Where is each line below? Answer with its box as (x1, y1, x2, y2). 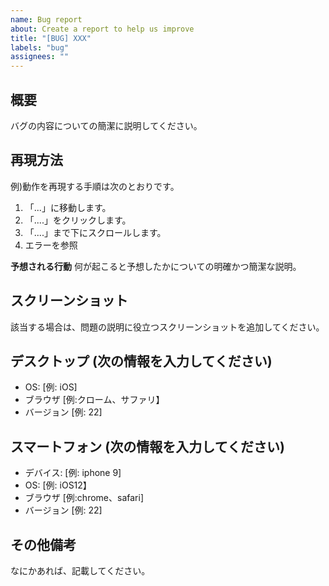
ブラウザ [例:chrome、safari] (24, 492, 144, 504)
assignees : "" (10, 52, 70, 62)
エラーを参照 (24, 239, 78, 251)
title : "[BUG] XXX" (10, 33, 92, 43)
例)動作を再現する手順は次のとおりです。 (10, 180, 180, 192)
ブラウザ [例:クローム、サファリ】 (24, 394, 165, 406)
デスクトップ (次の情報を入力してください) (10, 352, 273, 370)
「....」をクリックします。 (24, 214, 132, 226)
